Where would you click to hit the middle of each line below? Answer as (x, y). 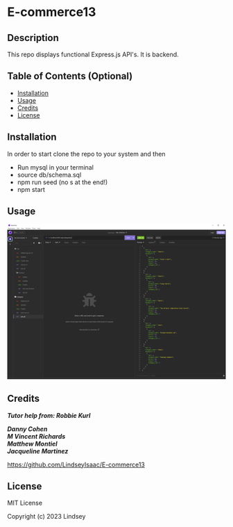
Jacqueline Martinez (38, 451)
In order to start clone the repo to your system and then (86, 154)
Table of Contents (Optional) (70, 76)
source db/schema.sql (49, 175)
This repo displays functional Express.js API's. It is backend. (93, 54)
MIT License (25, 503)
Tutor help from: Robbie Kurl (49, 415)
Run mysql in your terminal (55, 167)
